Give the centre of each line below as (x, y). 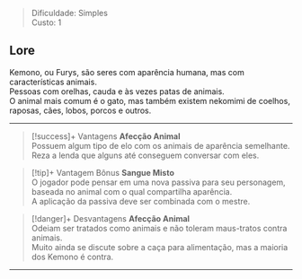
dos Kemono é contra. (72, 257)
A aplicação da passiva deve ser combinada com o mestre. (141, 201)
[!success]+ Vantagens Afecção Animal (106, 136)
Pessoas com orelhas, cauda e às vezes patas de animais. (117, 91)
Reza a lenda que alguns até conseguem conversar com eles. (145, 155)
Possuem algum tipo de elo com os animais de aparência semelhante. (160, 145)
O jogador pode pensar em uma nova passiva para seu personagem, (158, 182)
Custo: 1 (46, 22)
